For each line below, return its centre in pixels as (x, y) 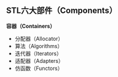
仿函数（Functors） (39, 68)
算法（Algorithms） (39, 46)
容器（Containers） (31, 26)
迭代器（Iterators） (38, 53)
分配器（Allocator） (39, 38)
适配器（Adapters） (39, 60)
